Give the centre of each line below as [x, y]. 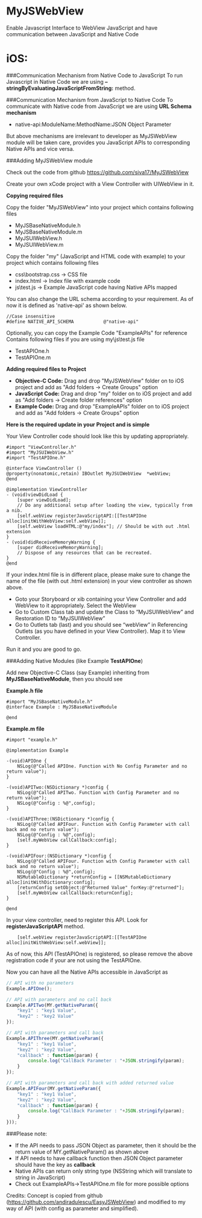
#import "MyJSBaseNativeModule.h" [50, 702]
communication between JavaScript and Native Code [72, 34]
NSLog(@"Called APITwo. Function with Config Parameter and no [98, 792]
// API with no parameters [40, 983]
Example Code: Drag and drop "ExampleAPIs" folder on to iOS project [102, 406]
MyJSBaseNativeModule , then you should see [65, 679]
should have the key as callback [55, 1165]
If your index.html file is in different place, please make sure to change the [98, 574]
